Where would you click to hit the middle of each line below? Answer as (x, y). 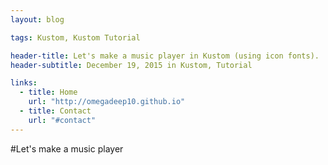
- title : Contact (55, 111)
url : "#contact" (62, 120)
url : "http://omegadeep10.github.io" (107, 102)
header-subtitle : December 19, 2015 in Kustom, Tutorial (131, 65)
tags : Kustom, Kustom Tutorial (75, 37)
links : (24, 83)
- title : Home (48, 92)
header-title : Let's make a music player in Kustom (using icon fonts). (165, 56)
